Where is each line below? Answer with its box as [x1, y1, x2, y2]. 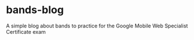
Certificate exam [6, 28, 46, 35]
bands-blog [6, 3, 64, 17]
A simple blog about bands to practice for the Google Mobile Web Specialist [6, 22, 188, 29]
